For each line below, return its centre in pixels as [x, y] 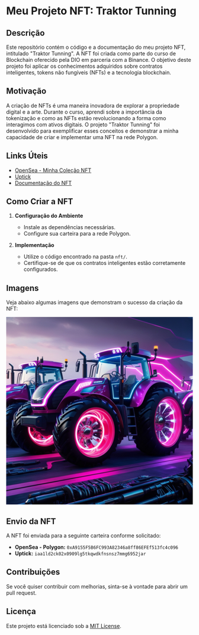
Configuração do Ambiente [49, 216]
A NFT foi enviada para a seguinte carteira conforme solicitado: [84, 536]
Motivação [26, 91]
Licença [21, 611]
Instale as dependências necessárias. [69, 227]
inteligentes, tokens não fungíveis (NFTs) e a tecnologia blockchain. [89, 72]
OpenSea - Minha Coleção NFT [53, 170]
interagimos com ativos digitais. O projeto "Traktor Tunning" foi [83, 124]
